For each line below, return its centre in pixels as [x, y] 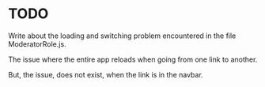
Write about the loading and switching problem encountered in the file [122, 36]
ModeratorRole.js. [37, 43]
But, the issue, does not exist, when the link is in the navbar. [106, 74]
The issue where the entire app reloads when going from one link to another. [133, 59]
